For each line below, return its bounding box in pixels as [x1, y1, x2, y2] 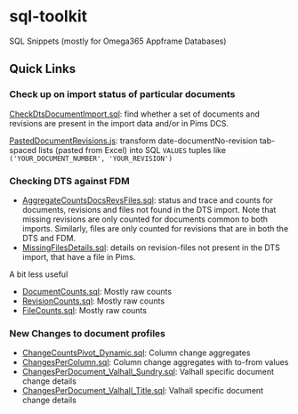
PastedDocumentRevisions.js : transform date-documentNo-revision [9, 135, 258, 146]
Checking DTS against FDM [9, 175, 131, 187]
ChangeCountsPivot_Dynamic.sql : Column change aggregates [21, 347, 251, 358]
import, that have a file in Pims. [21, 251, 136, 262]
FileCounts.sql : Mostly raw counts [21, 304, 147, 315]
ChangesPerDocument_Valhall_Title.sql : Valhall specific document [21, 386, 264, 396]
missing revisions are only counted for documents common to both [21, 214, 269, 224]
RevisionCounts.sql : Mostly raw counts [21, 296, 165, 306]
